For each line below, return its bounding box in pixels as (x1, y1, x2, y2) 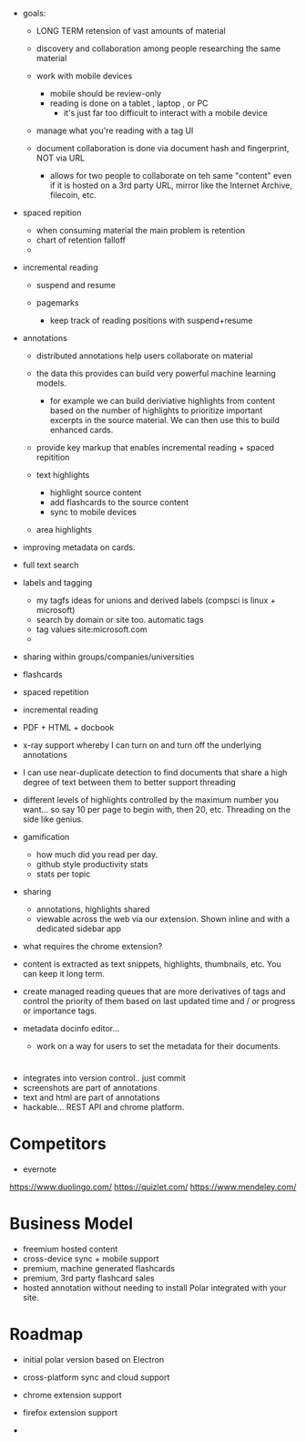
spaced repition (22, 207, 82, 218)
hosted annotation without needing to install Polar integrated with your (22, 1282, 287, 1293)
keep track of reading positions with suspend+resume (49, 315, 253, 326)
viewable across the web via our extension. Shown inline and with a (36, 914, 291, 924)
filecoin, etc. (49, 190, 97, 200)
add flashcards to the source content (49, 497, 189, 507)
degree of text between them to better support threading (22, 777, 237, 787)
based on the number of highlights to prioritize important (49, 405, 263, 416)
